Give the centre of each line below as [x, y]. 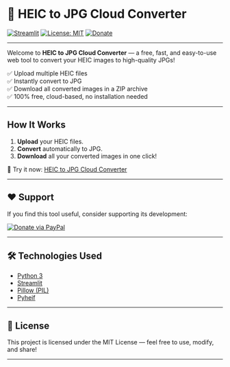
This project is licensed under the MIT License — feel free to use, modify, [111, 342]
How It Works [37, 125]
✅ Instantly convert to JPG [44, 81]
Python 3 [30, 276]
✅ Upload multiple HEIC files [47, 73]
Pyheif [26, 298]
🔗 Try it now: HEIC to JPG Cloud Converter [67, 169]
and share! [22, 350]
